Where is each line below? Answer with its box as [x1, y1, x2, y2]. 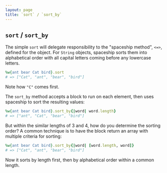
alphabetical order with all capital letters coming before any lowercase [5, 55, 151, 61]
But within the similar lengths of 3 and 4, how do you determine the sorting [5, 122, 160, 129]
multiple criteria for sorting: [5, 133, 62, 139]
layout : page [5, 7, 33, 13]
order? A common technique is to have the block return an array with [5, 128, 148, 134]
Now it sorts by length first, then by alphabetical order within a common [5, 157, 154, 163]
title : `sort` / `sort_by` [5, 12, 62, 17]
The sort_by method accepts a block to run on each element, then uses [5, 94, 154, 100]
